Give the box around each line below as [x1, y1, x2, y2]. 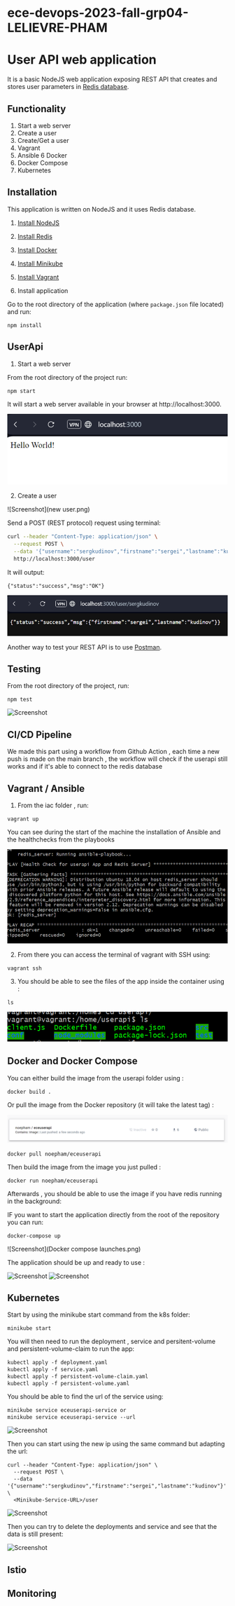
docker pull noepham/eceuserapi [7, 1151, 101, 1158]
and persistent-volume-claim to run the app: [7, 1345, 135, 1353]
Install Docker [17, 245, 57, 254]
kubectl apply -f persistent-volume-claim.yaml [7, 1373, 149, 1380]
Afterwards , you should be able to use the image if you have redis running [7, 1189, 222, 1197]
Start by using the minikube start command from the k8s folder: [7, 1310, 190, 1319]
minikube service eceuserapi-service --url [7, 1414, 136, 1421]
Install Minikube [17, 259, 63, 268]
